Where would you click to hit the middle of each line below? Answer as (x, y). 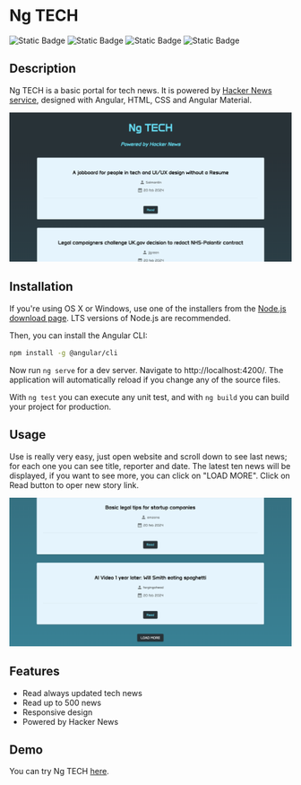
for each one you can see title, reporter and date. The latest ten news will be (150, 466)
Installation (41, 287)
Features (34, 672)
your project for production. (60, 406)
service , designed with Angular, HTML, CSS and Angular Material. (131, 100)
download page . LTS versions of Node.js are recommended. (120, 318)
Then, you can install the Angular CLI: (78, 335)
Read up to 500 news (61, 702)
